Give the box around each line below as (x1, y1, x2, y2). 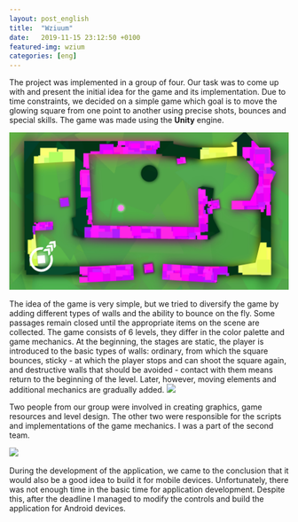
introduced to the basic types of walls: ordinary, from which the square (9, 346, 269, 356)
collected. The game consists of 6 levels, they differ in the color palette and (9, 326, 286, 337)
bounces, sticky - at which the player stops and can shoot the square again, (9, 354, 286, 365)
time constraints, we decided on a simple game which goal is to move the (9, 96, 278, 106)
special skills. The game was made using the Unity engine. (9, 115, 224, 126)
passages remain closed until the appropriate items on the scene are (9, 317, 260, 328)
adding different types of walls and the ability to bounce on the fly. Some (9, 308, 275, 318)
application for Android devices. (9, 503, 126, 513)
